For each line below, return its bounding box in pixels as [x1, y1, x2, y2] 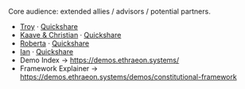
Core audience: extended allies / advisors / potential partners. [8, 7, 211, 16]
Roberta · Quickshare [19, 39, 90, 48]
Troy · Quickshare [19, 22, 78, 31]
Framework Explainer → [19, 64, 98, 73]
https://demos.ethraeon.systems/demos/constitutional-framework [19, 72, 237, 81]
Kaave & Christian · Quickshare [19, 31, 122, 39]
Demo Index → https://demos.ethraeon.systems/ [19, 55, 180, 65]
